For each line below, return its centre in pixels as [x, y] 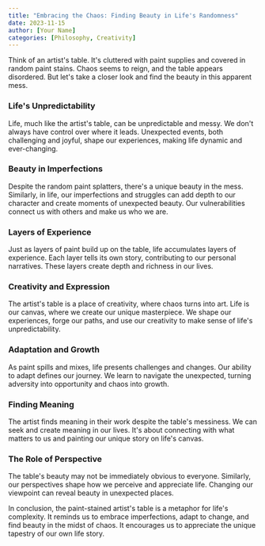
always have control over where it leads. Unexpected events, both [116, 132]
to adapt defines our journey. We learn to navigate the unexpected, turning [130, 375]
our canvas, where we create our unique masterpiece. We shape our [120, 312]
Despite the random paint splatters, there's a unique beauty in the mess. [126, 186]
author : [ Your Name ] [42, 30]
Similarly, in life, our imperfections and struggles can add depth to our [122, 194]
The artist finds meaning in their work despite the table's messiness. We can [132, 422]
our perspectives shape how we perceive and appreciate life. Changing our [131, 485]
